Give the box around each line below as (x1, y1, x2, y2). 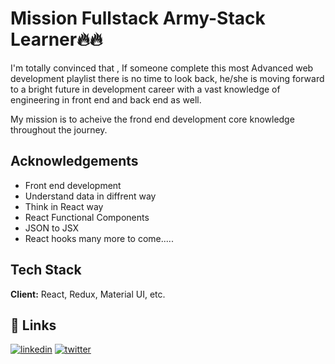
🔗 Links (10, 317, 57, 334)
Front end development (24, 179, 122, 191)
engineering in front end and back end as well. (10, 93, 202, 106)
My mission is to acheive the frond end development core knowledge (10, 113, 295, 125)
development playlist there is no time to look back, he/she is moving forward (10, 72, 325, 84)
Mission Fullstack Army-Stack (10, 7, 266, 30)
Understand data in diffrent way (24, 190, 157, 202)
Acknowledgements (10, 153, 139, 170)
